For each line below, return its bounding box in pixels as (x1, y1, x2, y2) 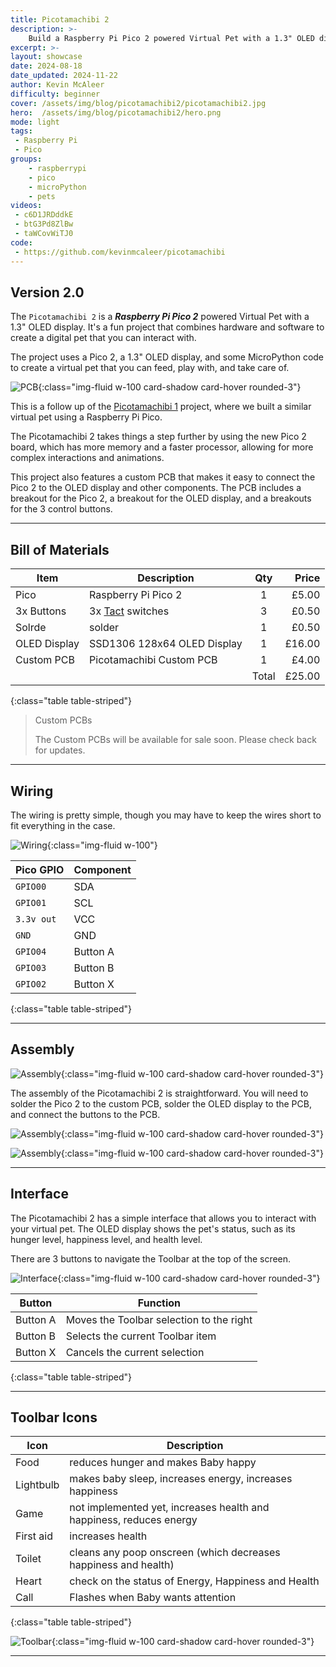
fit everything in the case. (10, 819, 116, 831)
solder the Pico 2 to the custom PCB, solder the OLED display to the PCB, (10, 1097, 312, 1110)
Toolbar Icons (10, 1409, 98, 1426)
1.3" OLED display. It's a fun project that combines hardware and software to (10, 321, 325, 333)
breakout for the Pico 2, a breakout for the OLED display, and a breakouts (10, 492, 312, 505)
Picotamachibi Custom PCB (89, 653, 218, 667)
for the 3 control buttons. (10, 503, 113, 515)
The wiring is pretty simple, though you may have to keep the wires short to (10, 809, 322, 821)
